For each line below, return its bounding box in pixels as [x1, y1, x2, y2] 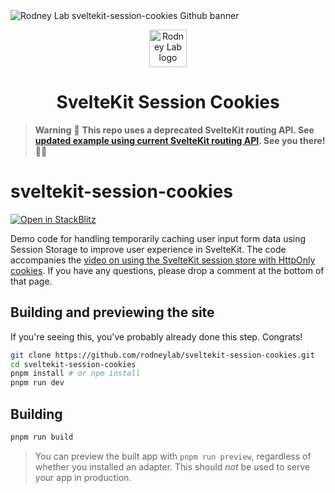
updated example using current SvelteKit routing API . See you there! [34, 134, 326, 146]
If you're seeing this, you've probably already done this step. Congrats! [10, 330, 303, 343]
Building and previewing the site [10, 304, 215, 321]
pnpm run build [10, 432, 74, 442]
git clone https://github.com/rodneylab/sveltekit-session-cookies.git [10, 350, 315, 360]
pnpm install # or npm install [10, 369, 141, 379]
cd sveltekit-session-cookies [10, 359, 137, 369]
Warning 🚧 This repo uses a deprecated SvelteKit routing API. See [34, 124, 315, 136]
